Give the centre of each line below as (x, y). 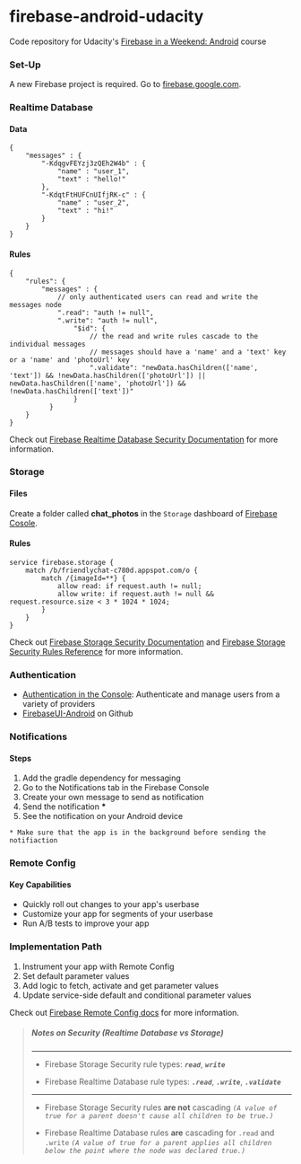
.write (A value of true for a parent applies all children (158, 1142)
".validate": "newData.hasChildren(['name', (173, 367)
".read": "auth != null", (105, 313)
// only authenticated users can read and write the (157, 297)
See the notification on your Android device (103, 816)
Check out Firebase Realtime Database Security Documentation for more (144, 439)
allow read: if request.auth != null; (129, 586)
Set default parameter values (76, 975)
